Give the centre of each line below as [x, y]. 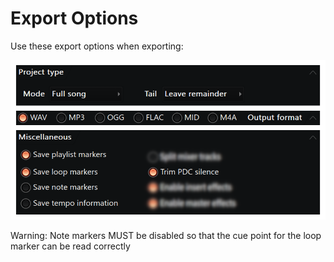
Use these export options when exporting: [97, 46]
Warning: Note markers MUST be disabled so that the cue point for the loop [166, 236]
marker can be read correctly [70, 246]
